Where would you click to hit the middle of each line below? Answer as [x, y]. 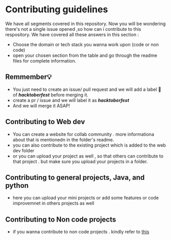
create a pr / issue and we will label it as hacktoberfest [71, 100]
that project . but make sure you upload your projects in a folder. [80, 161]
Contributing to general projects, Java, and [75, 177]
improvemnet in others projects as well [53, 203]
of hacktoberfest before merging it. [50, 95]
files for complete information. [44, 61]
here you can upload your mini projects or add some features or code [86, 198]
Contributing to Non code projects [61, 219]
